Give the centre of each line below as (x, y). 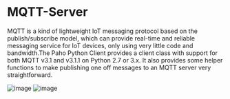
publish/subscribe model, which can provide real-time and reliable (101, 38)
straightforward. (30, 75)
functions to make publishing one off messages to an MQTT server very (109, 67)
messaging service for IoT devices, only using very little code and (100, 45)
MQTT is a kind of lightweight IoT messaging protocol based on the (103, 31)
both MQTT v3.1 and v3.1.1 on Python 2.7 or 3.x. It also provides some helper (115, 60)
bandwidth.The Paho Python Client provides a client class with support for (113, 53)
